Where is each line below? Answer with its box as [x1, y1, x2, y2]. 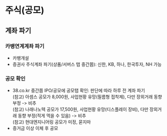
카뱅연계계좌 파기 [5, 42, 45, 49]
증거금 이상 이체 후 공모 [12, 125, 59, 131]
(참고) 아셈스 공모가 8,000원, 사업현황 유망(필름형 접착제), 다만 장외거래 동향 [12, 94, 162, 100]
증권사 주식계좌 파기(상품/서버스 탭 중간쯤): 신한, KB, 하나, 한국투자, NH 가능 [12, 61, 162, 67]
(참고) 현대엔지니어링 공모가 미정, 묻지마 [12, 119, 91, 125]
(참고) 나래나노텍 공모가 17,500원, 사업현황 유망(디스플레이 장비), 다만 [12, 106, 149, 112]
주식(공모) [5, 5, 45, 16]
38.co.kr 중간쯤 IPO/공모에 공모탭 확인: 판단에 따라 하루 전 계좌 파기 [12, 88, 145, 94]
